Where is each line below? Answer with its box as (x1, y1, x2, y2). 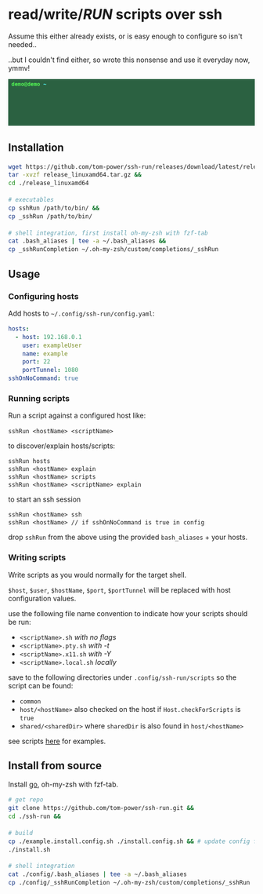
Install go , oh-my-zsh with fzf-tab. (8, 779, 119, 790)
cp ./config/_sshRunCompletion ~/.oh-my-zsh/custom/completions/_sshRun (8, 879, 250, 887)
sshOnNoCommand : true (8, 374, 79, 382)
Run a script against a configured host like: (8, 411, 146, 421)
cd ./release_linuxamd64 (8, 179, 89, 188)
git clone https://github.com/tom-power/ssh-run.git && (8, 805, 194, 812)
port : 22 (22, 358, 51, 366)
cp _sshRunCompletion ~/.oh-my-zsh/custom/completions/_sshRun (8, 246, 219, 254)
